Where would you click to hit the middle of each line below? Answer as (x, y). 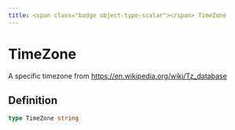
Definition (33, 100)
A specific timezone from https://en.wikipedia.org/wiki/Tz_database (118, 76)
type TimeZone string (44, 118)
